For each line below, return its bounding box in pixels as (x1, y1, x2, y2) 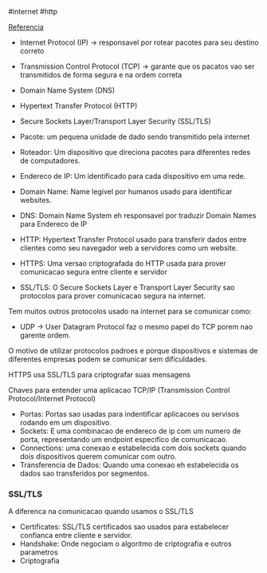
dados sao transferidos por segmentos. (19, 468, 150, 478)
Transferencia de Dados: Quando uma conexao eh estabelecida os (19, 460, 239, 469)
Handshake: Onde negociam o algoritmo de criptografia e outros (19, 539, 233, 549)
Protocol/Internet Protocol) (8, 394, 96, 403)
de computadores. (19, 156, 81, 165)
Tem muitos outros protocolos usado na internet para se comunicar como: (8, 306, 252, 316)
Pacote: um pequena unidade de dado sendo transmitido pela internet (19, 132, 250, 141)
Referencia (8, 22, 44, 31)
